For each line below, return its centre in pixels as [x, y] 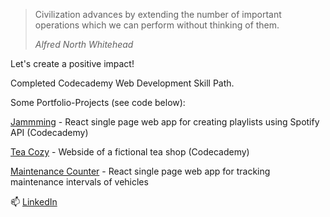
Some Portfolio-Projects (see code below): [98, 102]
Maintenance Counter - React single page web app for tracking [140, 171]
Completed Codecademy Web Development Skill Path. [122, 83]
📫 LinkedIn [34, 202]
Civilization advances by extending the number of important [158, 14]
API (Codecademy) [49, 132]
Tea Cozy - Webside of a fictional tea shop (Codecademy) [130, 152]
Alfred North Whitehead [84, 44]
